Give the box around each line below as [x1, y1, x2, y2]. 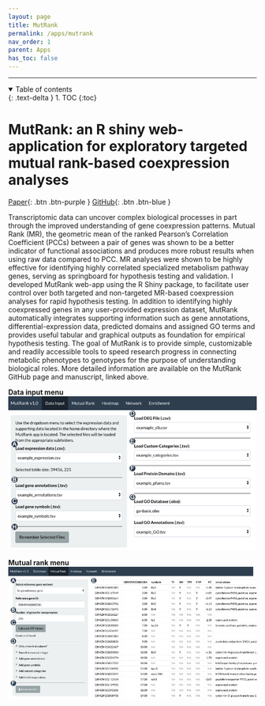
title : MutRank [8, 21, 58, 29]
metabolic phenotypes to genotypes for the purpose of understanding [8, 355, 237, 364]
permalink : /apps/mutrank [8, 29, 93, 37]
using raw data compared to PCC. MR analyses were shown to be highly [8, 254, 243, 264]
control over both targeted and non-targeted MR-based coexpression [8, 288, 234, 297]
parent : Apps [8, 46, 51, 55]
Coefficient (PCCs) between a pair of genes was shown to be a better [8, 237, 235, 247]
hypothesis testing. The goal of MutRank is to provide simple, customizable [8, 338, 252, 348]
